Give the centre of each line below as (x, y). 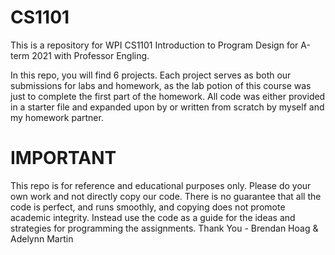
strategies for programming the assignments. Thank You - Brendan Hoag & (164, 228)
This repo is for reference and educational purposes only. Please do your (161, 185)
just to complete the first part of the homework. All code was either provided (168, 96)
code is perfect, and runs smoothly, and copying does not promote (148, 207)
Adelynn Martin (42, 238)
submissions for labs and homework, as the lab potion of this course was (161, 85)
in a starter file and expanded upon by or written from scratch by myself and (167, 107)
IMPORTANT (63, 158)
